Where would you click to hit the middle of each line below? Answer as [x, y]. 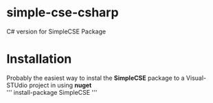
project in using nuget [60, 85]
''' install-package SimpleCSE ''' [52, 92]
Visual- [196, 78]
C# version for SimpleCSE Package [56, 31]
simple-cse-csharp [63, 13]
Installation [39, 59]
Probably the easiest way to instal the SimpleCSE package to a [96, 78]
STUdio [17, 85]
